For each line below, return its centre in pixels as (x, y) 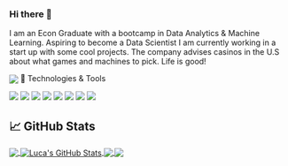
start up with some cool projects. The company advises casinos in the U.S (144, 52)
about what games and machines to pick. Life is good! (108, 62)
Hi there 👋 (31, 14)
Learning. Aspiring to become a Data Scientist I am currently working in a (143, 42)
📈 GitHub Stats (52, 126)
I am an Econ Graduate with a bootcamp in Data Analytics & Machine (134, 34)
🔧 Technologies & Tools (63, 79)
